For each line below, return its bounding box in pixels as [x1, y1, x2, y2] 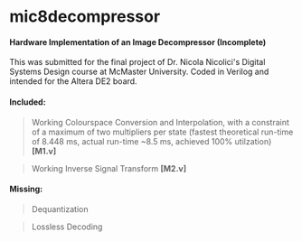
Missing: [9, 183, 43, 195]
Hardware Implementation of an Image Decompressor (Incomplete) [9, 36, 267, 47]
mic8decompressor [9, 6, 161, 27]
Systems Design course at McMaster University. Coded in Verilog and [9, 66, 269, 78]
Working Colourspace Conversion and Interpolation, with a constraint [31, 116, 289, 127]
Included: [9, 97, 47, 107]
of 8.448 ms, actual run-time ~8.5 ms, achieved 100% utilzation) [31, 135, 272, 146]
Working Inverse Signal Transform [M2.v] [31, 162, 187, 173]
